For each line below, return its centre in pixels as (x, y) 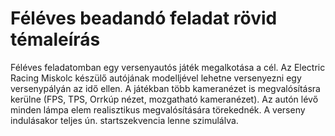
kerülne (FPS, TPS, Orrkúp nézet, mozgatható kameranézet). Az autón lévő (164, 99)
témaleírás (55, 39)
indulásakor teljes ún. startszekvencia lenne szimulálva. (124, 120)
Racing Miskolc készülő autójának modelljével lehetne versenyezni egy (156, 78)
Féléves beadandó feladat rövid (144, 18)
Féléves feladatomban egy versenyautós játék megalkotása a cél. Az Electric (168, 67)
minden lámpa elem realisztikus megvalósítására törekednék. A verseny (158, 109)
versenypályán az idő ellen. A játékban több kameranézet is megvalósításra (165, 88)
